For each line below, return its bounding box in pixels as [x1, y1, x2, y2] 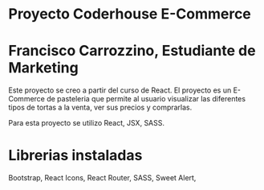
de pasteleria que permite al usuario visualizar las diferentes [47, 94, 246, 104]
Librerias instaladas [8, 147, 143, 165]
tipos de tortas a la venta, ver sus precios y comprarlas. [8, 102, 193, 113]
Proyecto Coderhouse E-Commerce [8, 5, 251, 23]
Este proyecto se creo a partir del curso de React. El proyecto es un [8, 85, 232, 95]
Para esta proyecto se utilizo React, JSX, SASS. [8, 118, 165, 128]
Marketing [8, 59, 79, 77]
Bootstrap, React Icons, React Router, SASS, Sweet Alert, [8, 173, 197, 183]
